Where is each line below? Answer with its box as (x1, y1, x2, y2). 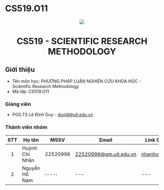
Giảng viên (5, 101, 31, 107)
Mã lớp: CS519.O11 (12, 88, 49, 94)
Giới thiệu (5, 65, 35, 73)
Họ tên (23, 137, 39, 143)
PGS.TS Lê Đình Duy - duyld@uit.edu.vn (12, 112, 94, 118)
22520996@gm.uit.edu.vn (75, 151, 137, 157)
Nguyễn (21, 165, 41, 172)
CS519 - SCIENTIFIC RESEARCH (16, 36, 148, 47)
